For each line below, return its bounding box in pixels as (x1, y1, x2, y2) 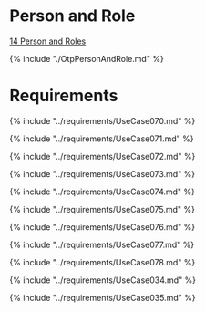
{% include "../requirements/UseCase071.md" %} (9, 133, 194, 144)
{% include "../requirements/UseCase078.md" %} (9, 256, 196, 267)
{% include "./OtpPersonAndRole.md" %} (9, 53, 164, 64)
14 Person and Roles (9, 36, 87, 47)
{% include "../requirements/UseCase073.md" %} (9, 168, 196, 179)
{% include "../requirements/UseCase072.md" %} (9, 151, 196, 161)
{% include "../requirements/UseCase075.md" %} (9, 203, 196, 214)
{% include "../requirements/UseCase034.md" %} (9, 275, 197, 286)
